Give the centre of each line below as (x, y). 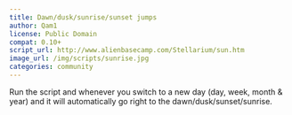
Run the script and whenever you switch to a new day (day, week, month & (146, 92)
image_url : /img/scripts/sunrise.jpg (79, 58)
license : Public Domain (53, 34)
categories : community (51, 67)
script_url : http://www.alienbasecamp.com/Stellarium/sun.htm (127, 50)
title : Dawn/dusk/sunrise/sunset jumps (83, 17)
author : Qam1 (33, 26)
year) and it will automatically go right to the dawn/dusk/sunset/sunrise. (141, 101)
